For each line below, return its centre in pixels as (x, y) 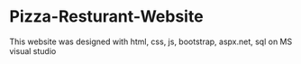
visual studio (33, 50)
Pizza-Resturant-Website (107, 17)
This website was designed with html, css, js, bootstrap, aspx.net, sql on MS (151, 41)
